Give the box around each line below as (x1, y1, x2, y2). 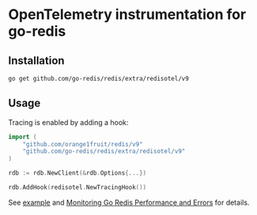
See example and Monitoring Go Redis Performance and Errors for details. (8, 198, 250, 207)
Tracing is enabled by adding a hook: (8, 117, 129, 127)
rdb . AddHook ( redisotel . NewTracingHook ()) (8, 183, 147, 191)
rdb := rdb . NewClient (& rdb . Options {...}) (8, 169, 147, 177)
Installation (8, 54, 65, 67)
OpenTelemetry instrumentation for (8, 6, 247, 24)
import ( (8, 133, 37, 141)
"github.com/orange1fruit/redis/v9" (22, 140, 144, 148)
